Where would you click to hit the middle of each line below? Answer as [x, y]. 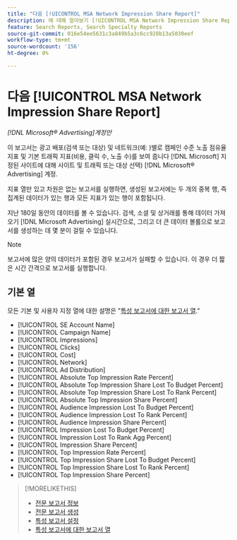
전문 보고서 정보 [57, 503]
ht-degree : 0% [28, 54]
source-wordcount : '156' [44, 47]
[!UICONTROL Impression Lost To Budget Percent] [91, 430]
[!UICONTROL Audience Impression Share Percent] [92, 422]
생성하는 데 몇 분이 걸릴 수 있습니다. [69, 230]
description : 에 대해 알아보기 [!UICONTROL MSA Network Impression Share [113, 20]
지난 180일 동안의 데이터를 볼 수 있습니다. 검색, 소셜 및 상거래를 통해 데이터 [110, 212]
